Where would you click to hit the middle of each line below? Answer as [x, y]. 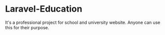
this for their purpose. [27, 27]
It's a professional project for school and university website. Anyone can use [83, 22]
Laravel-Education [44, 9]
